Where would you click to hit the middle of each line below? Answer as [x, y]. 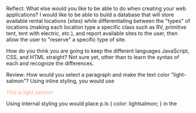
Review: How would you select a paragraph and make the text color [88, 75]
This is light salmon [29, 92]
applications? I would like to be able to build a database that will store [90, 15]
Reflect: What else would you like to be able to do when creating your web [96, 8]
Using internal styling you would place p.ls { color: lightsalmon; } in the [92, 104]
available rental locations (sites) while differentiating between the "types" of [98, 21]
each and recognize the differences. [50, 63]
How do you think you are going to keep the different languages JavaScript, [98, 51]
